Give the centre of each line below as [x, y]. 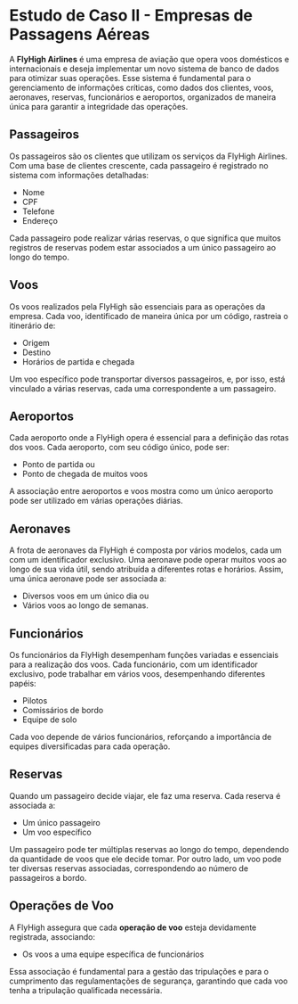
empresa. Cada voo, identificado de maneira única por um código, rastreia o [149, 316]
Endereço [40, 220]
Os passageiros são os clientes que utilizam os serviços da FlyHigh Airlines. [148, 156]
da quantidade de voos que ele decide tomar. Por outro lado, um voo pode [145, 859]
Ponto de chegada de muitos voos [85, 474]
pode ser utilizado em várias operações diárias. [96, 501]
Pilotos [35, 700]
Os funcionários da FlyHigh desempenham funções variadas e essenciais [144, 655]
